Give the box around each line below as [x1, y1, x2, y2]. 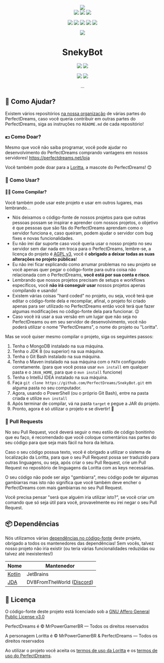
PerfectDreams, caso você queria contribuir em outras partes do [5, 115, 136, 121]
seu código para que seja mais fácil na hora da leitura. [5, 440, 114, 446]
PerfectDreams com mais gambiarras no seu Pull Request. [5, 485, 123, 491]
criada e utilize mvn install [12, 396, 68, 402]
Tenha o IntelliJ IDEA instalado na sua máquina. [12, 375, 108, 380]
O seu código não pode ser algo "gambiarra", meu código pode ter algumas [5, 474, 159, 480]
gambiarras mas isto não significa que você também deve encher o [5, 480, 141, 486]
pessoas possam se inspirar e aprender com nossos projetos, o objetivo [12, 220, 158, 226]
